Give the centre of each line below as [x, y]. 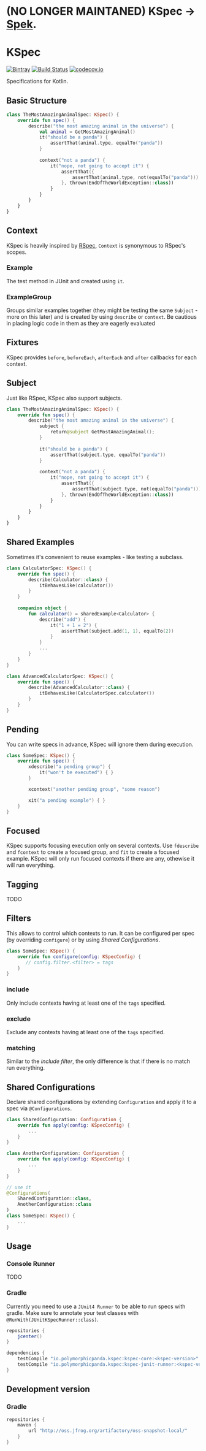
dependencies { [26, 1353]
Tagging [22, 884]
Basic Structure [37, 100]
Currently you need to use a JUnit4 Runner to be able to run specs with [96, 1306]
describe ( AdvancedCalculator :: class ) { [79, 688]
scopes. [16, 252]
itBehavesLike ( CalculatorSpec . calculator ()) [97, 693]
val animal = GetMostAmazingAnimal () [87, 132]
